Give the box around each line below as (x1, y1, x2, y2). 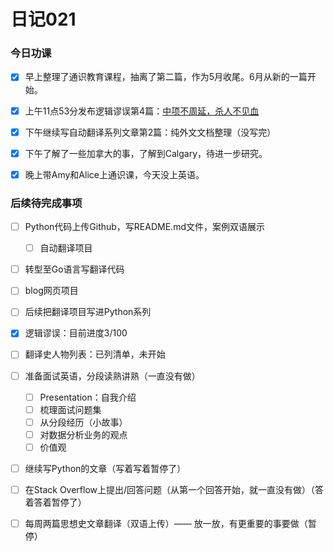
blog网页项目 (24, 285, 79, 297)
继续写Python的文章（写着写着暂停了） (24, 462, 187, 474)
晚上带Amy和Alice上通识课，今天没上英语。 (24, 168, 205, 180)
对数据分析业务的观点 (39, 428, 128, 440)
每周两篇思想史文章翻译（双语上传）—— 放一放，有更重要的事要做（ (24, 518, 308, 530)
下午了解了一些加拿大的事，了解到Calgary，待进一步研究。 (24, 147, 268, 159)
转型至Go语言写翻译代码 (24, 263, 125, 275)
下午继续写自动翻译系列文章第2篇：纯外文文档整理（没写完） (24, 126, 277, 138)
